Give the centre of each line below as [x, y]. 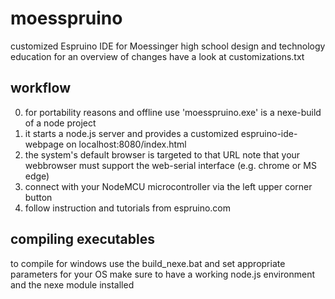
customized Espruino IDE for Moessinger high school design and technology [168, 46]
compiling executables [82, 239]
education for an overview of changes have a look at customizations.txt [157, 56]
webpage [44, 144]
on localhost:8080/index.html [126, 144]
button [38, 197]
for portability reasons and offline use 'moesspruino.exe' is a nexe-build [173, 112]
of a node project [60, 123]
